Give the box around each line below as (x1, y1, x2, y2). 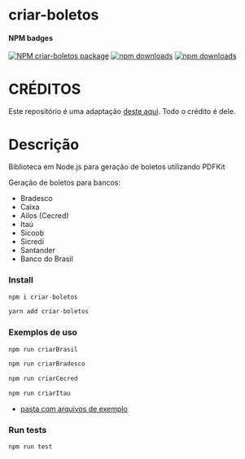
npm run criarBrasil (8, 345, 79, 353)
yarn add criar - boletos (8, 308, 90, 316)
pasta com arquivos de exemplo (20, 404, 128, 414)
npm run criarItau (8, 389, 71, 398)
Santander (20, 246, 55, 256)
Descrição (8, 135, 80, 154)
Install (8, 274, 34, 286)
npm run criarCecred (8, 374, 79, 383)
